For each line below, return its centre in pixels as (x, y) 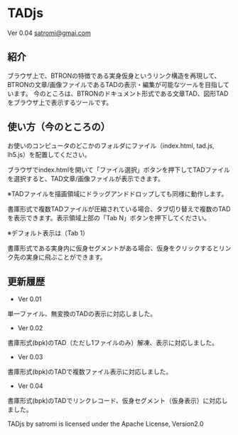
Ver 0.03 (30, 357)
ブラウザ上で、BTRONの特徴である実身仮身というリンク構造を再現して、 (114, 76)
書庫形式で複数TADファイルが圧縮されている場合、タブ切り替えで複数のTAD (119, 209)
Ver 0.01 (29, 299)
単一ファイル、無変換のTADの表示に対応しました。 (82, 314)
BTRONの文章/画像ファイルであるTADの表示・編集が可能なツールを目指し (115, 84)
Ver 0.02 (30, 328)
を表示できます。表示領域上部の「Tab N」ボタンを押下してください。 (109, 217)
